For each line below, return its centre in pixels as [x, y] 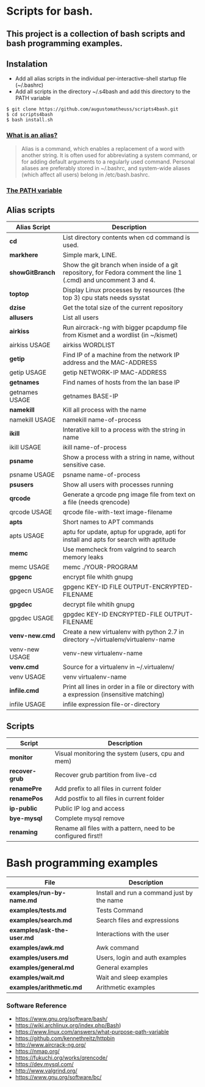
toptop [19, 294]
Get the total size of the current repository [123, 308]
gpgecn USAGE [31, 591]
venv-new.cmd [32, 636]
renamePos [27, 799]
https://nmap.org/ [37, 1052]
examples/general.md [42, 967]
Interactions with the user [133, 934]
